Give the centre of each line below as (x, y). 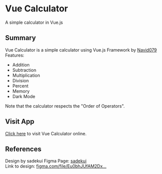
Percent (20, 86)
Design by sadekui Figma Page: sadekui (46, 161)
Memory (21, 91)
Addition (21, 64)
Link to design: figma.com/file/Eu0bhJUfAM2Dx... (56, 166)
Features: (15, 55)
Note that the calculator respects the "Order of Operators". (65, 106)
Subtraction (24, 70)
